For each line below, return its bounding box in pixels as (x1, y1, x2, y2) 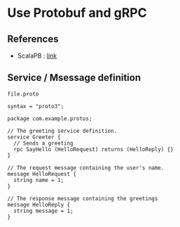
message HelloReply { (7, 201, 71, 208)
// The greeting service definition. (7, 127, 118, 134)
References (7, 33, 59, 45)
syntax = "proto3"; (7, 103, 64, 110)
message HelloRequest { (7, 170, 77, 177)
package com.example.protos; (7, 115, 92, 122)
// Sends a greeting (13, 139, 74, 147)
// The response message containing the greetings (7, 195, 158, 202)
